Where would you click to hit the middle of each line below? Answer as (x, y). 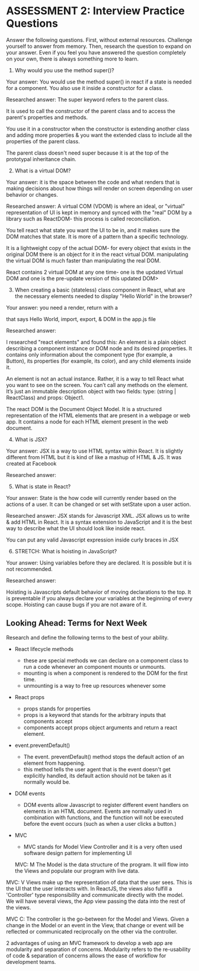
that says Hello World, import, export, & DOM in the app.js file (81, 319)
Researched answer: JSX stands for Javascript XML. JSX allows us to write (98, 515)
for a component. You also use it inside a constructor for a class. (85, 88)
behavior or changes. (32, 194)
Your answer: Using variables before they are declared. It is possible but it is (99, 563)
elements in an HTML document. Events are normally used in (98, 811)
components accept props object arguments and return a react (100, 728)
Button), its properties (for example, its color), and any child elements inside (99, 361)
